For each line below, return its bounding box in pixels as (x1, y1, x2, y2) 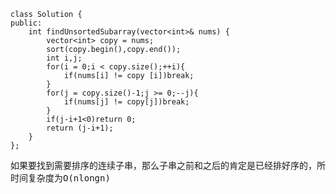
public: (10, 18, 43, 28)
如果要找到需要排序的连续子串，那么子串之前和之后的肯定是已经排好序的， (10, 160, 317, 171)
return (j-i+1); (46, 123, 114, 133)
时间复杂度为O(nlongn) (10, 173, 111, 184)
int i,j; (46, 53, 83, 63)
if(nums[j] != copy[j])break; (63, 97, 190, 107)
